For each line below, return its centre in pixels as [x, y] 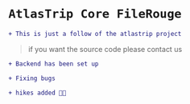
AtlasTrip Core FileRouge [95, 14]
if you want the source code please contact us [105, 49]
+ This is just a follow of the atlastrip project [95, 34]
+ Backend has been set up [54, 64]
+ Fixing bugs [32, 78]
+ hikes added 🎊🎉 [37, 93]
